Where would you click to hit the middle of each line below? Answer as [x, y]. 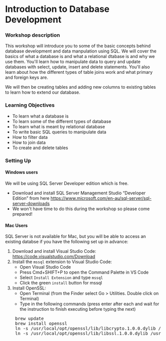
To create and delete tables [40, 148]
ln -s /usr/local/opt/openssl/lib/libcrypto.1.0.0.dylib [85, 329]
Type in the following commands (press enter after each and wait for [89, 304]
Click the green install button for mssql [61, 283]
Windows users [21, 172]
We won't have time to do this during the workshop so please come [81, 209]
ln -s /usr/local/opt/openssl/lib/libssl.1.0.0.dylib [82, 334]
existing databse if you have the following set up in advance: [67, 242]
